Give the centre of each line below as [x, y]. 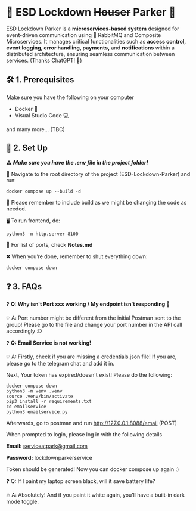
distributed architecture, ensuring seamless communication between [91, 54]
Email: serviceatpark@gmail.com [47, 446]
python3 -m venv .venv [34, 391]
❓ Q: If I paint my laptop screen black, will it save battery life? [81, 481]
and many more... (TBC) [36, 129]
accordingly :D [24, 331]
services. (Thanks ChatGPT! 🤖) [44, 60]
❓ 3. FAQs [24, 287]
